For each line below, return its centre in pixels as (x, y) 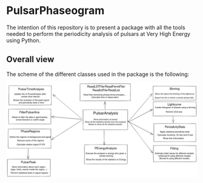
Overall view (30, 59)
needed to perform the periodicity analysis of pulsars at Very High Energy (98, 33)
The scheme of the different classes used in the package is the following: (98, 74)
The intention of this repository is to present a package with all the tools (96, 27)
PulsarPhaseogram (55, 11)
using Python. (24, 40)
